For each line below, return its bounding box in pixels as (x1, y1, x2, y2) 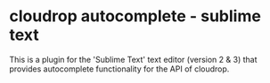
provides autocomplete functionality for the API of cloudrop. (9, 64, 230, 74)
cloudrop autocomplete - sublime (9, 6, 261, 26)
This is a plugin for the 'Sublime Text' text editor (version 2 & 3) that (9, 54, 258, 64)
